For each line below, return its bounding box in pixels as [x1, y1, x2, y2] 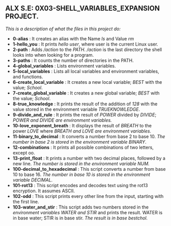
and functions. [12, 74, 43, 80]
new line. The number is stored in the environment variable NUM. [12, 161, 150, 167]
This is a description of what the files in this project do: [5, 26, 121, 32]
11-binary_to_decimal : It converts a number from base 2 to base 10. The [12, 133, 165, 140]
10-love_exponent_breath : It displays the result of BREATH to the [12, 122, 152, 128]
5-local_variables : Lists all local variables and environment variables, [12, 68, 159, 74]
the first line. [12, 198, 39, 205]
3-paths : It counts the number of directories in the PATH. [12, 57, 134, 63]
